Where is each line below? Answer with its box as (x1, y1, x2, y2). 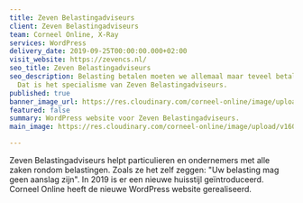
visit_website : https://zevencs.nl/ (9, 55, 147, 64)
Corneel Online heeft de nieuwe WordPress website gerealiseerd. (9, 184, 252, 194)
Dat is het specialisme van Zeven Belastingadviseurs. (17, 80, 228, 89)
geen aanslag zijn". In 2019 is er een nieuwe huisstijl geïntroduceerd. (9, 174, 264, 185)
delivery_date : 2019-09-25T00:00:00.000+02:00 (9, 47, 188, 56)
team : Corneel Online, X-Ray (9, 30, 119, 39)
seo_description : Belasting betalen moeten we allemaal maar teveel (9, 72, 272, 81)
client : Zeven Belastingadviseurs (9, 22, 140, 31)
